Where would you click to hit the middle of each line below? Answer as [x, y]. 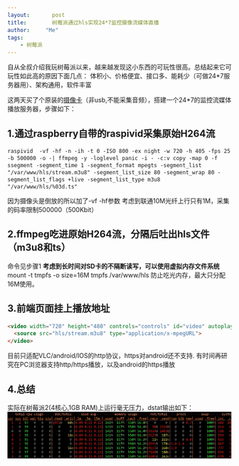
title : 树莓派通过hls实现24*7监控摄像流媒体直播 [83, 22]
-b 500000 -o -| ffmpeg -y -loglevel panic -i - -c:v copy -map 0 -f [113, 158]
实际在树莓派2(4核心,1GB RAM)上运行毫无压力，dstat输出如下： [101, 408]
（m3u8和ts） [39, 248]
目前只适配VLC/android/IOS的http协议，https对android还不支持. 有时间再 [115, 356]
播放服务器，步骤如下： [42, 109]
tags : [15, 38]
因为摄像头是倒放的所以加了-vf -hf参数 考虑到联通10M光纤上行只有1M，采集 [118, 201]
